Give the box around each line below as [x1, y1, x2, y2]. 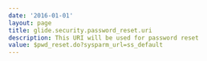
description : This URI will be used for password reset [8, 33, 199, 42]
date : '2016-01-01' [8, 11, 74, 20]
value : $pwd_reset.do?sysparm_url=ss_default [8, 41, 163, 49]
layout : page [8, 19, 52, 27]
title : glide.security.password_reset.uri [8, 26, 152, 34]
